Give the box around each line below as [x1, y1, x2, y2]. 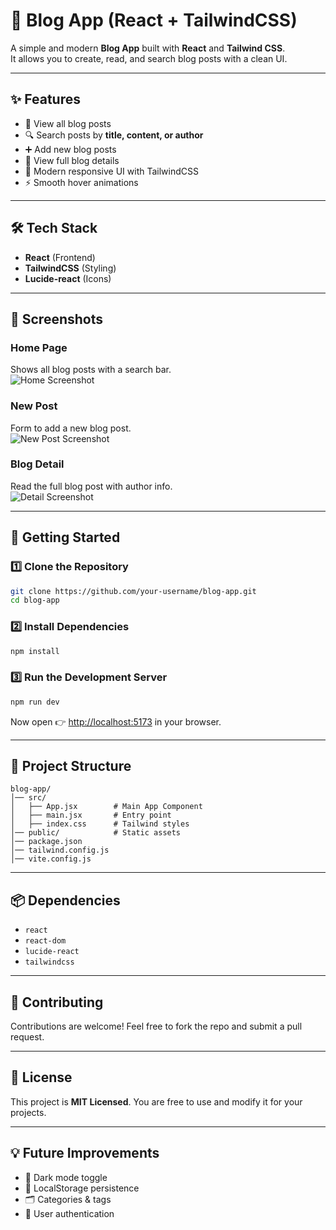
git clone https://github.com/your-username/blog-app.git [10, 586, 257, 596]
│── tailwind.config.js [10, 845, 110, 856]
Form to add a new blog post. [10, 422, 132, 434]
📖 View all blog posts [24, 117, 112, 129]
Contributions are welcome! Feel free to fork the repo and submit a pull [10, 1020, 303, 1033]
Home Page [10, 340, 68, 354]
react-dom [24, 936, 67, 946]
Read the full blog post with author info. [10, 480, 173, 492]
